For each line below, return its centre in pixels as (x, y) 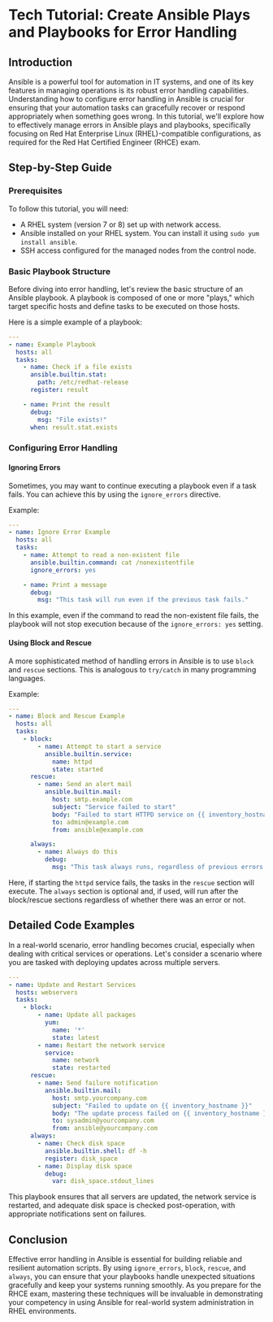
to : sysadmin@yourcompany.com (103, 1121)
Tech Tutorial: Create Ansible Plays (129, 15)
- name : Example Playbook (52, 344)
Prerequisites (35, 191)
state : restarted (81, 1068)
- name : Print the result (67, 404)
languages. (27, 678)
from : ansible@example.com (97, 830)
